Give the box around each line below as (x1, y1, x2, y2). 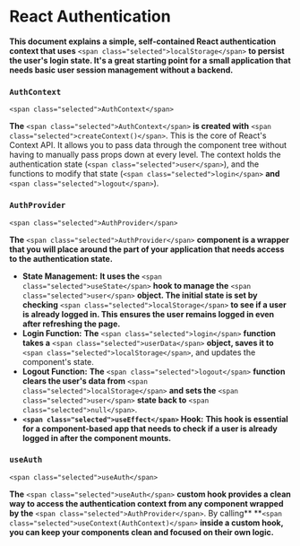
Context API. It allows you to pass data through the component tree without (9, 140, 287, 151)
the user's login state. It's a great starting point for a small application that (9, 55, 291, 65)
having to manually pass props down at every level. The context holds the (9, 150, 282, 160)
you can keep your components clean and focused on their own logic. (9, 526, 275, 537)
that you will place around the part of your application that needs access (9, 244, 285, 255)
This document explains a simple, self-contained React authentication (9, 36, 277, 47)
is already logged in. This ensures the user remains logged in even (21, 308, 275, 319)
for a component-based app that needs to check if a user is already (21, 423, 278, 434)
